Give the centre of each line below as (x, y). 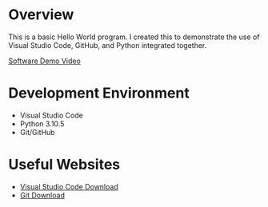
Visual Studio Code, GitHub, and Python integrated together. (108, 45)
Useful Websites (64, 165)
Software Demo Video (45, 61)
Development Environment (99, 93)
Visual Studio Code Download (69, 186)
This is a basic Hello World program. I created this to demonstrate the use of (134, 37)
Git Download (42, 195)
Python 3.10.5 (42, 123)
